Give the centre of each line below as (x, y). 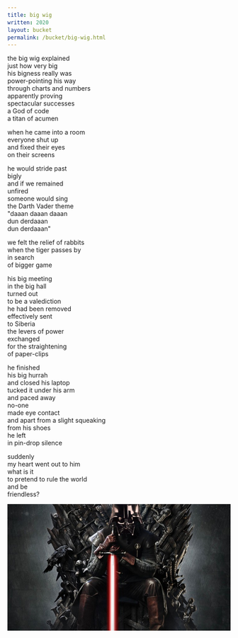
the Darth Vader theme (41, 206)
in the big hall (27, 286)
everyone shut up (33, 140)
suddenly (21, 457)
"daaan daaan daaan (38, 214)
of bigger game (30, 265)
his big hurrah (28, 375)
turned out (23, 294)
